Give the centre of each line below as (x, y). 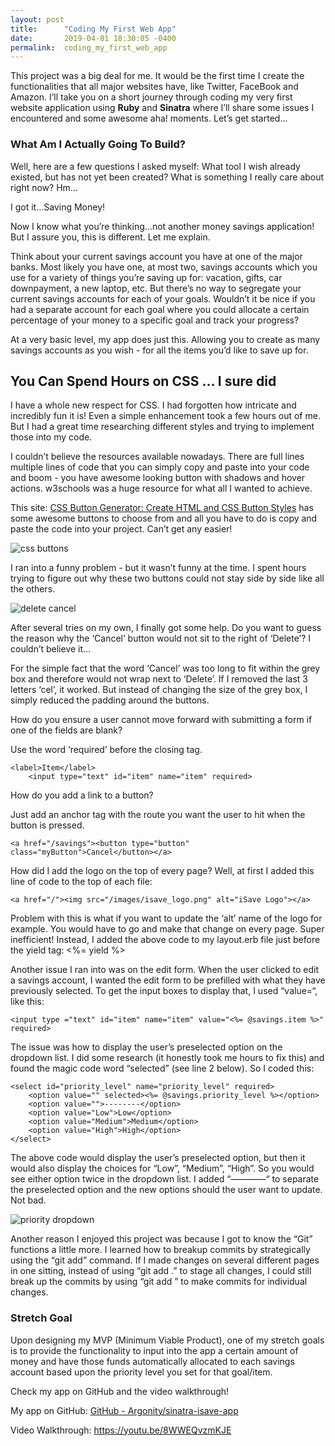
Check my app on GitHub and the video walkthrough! (120, 1391)
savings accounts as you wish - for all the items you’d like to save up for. (159, 350)
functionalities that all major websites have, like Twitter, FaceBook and (154, 87)
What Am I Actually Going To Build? (98, 144)
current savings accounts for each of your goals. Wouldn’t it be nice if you (163, 298)
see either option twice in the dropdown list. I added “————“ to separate (165, 1179)
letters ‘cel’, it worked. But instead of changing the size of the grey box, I (159, 690)
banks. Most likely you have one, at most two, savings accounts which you (164, 267)
